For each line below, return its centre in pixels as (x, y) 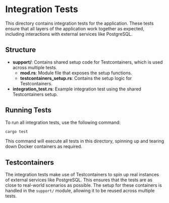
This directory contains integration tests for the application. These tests (79, 23)
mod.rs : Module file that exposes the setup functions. (76, 73)
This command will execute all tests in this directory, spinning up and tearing (85, 141)
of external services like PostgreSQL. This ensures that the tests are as (79, 180)
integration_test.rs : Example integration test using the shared (77, 89)
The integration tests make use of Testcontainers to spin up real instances (82, 175)
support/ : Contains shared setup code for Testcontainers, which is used (88, 62)
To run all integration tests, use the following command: (63, 122)
